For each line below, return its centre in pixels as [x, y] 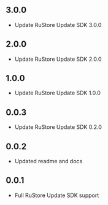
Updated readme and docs [48, 161]
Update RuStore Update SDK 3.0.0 [58, 25]
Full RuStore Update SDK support [57, 195]
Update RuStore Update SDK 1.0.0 [57, 93]
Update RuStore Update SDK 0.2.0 [58, 127]
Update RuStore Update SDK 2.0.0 [58, 59]
